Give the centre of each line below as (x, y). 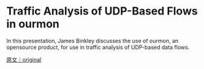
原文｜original (24, 59)
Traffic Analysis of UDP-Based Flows (102, 11)
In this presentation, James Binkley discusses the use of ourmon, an (93, 41)
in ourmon (33, 24)
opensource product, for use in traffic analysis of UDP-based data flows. (98, 47)
